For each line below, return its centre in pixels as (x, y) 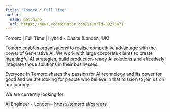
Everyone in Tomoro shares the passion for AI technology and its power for (84, 74)
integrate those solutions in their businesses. (52, 64)
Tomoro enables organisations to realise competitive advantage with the (81, 48)
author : (13, 15)
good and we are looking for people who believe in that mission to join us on (85, 79)
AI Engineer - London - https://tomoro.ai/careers (56, 104)
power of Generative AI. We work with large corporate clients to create (79, 53)
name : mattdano (26, 19)
